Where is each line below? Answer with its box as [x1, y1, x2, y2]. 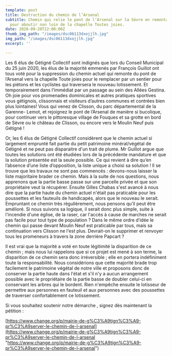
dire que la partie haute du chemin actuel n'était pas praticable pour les [5, 190, 156, 196]
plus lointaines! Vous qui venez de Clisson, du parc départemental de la [5, 103, 156, 109]
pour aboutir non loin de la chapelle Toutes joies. [10, 22, 125, 27]
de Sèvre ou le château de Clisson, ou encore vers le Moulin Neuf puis [5, 119, 154, 126]
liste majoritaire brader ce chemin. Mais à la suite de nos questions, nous [5, 173, 159, 179]
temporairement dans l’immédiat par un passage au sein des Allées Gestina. [5, 87, 165, 93]
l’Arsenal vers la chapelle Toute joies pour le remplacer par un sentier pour [5, 76, 162, 82]
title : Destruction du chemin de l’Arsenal [5, 12, 100, 17]
